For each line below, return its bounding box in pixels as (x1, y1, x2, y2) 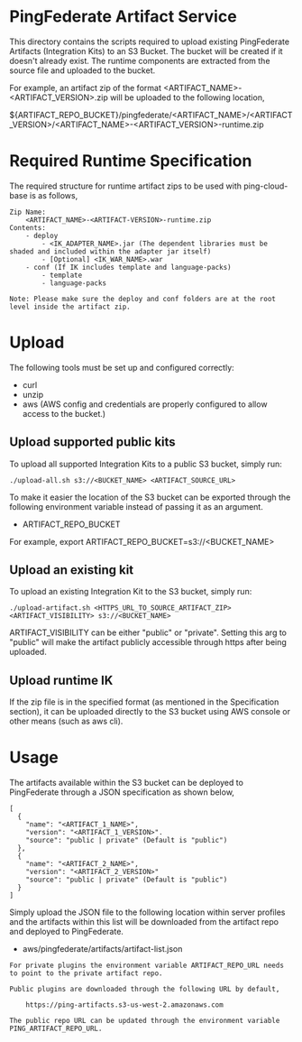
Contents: (9, 223, 47, 232)
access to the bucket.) (22, 408, 106, 419)
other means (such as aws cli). (9, 715, 124, 727)
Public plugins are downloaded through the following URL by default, (9, 985, 280, 994)
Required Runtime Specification (9, 151, 252, 171)
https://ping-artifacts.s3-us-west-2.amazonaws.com (25, 1001, 224, 1010)
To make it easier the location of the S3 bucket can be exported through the (9, 492, 291, 503)
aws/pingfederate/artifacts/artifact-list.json (22, 944, 183, 954)
